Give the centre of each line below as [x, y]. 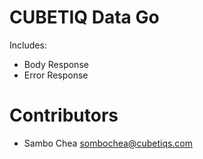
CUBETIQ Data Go [84, 17]
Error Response [56, 75]
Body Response [56, 64]
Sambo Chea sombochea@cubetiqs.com [108, 143]
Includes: [28, 45]
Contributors [64, 115]
